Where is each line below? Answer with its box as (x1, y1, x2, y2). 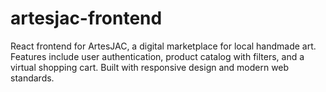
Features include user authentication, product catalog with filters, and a (10, 50, 305, 62)
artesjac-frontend (10, 7, 163, 30)
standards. (10, 72, 55, 84)
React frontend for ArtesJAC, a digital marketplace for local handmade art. (10, 40, 317, 52)
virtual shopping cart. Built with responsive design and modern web (10, 61, 290, 73)
